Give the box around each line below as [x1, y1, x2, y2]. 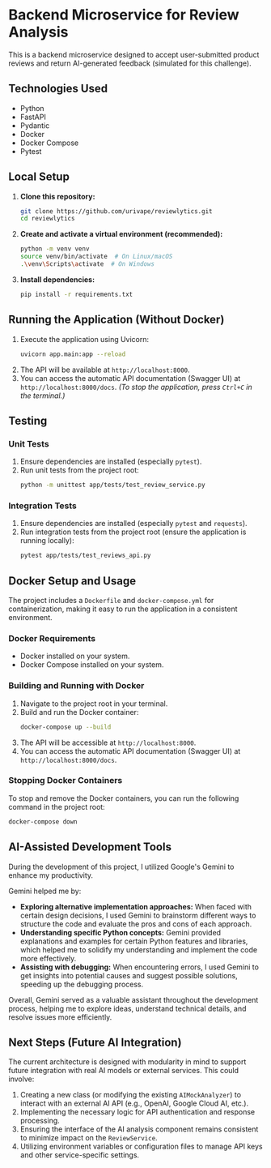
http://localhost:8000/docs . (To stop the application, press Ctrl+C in [19, 382, 252, 391]
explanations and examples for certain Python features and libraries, [19, 936, 248, 946]
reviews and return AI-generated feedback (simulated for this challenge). [8, 58, 252, 68]
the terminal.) [19, 391, 66, 400]
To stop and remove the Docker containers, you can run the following [8, 793, 239, 803]
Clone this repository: [19, 191, 95, 201]
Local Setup [8, 170, 70, 184]
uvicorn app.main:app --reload [19, 350, 126, 358]
